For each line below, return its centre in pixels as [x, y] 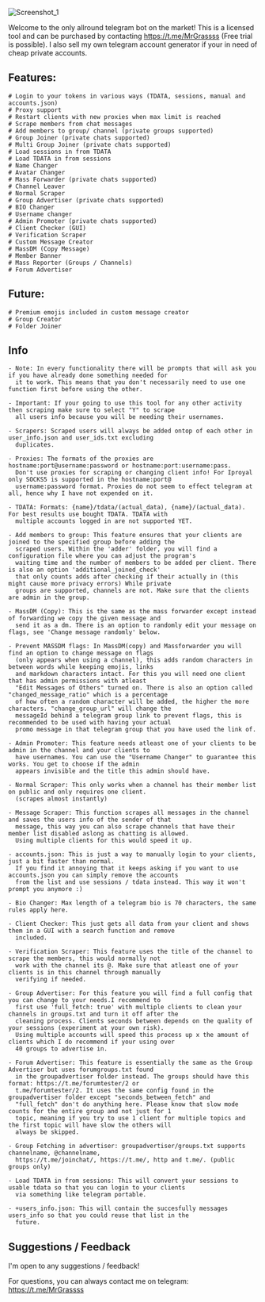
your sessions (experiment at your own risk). [86, 1028]
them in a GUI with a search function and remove [92, 931]
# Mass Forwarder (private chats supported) [83, 179]
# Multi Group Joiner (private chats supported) [90, 144]
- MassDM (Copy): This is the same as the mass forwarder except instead [132, 612]
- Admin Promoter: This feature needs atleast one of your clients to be [132, 743]
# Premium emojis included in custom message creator [99, 312]
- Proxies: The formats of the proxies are [81, 459]
